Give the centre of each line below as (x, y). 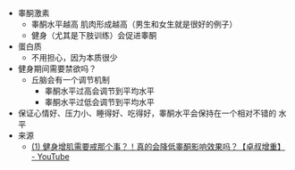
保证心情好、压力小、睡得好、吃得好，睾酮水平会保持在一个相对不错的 (147, 113)
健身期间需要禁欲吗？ (57, 69)
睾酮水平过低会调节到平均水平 (99, 102)
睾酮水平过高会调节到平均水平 (99, 91)
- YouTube (50, 157)
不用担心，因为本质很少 (74, 57)
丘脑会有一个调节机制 (70, 80)
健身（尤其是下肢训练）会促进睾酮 (94, 35)
